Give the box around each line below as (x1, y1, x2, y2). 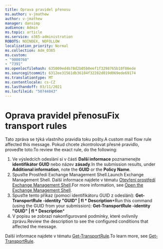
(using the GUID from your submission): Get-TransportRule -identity (12, 203, 151, 209)
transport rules (5, 120, 67, 131)
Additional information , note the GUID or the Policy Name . (12, 166, 131, 172)
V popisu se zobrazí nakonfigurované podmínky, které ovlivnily (12, 213, 138, 219)
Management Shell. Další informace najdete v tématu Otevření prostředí (12, 177, 156, 183)
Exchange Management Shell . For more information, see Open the (12, 182, 144, 188)
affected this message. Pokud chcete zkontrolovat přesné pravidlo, (5, 142, 140, 147)
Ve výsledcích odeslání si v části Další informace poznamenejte (12, 156, 141, 162)
